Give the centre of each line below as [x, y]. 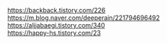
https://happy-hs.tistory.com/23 [54, 33]
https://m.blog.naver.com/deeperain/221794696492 [83, 18]
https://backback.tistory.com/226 [56, 10]
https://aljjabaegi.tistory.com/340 [56, 25]
